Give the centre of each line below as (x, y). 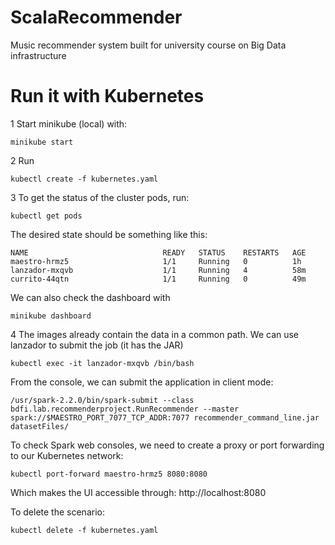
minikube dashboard (51, 316)
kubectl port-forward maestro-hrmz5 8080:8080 (109, 474)
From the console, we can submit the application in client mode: (142, 382)
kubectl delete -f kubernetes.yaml (84, 530)
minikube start (42, 142)
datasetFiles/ (40, 426)
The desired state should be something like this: (109, 234)
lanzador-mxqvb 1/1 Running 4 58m (158, 270)
